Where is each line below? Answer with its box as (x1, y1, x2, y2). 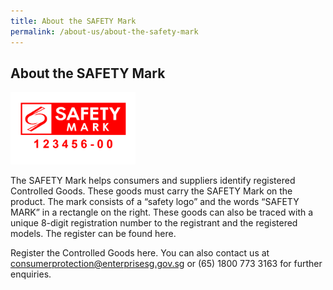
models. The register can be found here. (10, 227, 177, 239)
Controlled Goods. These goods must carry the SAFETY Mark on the (10, 185, 293, 197)
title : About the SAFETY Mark (10, 16, 137, 26)
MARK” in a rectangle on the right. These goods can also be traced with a (10, 206, 314, 218)
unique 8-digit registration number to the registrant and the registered (10, 216, 298, 229)
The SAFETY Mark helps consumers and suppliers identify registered (10, 174, 296, 186)
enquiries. (10, 268, 52, 280)
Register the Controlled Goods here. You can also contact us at (10, 246, 270, 259)
